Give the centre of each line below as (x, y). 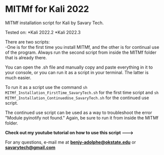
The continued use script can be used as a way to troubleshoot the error (79, 113)
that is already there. (26, 57)
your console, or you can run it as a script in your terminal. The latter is (77, 72)
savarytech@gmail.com (30, 147)
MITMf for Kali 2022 (47, 9)
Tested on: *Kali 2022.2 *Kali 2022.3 (43, 32)
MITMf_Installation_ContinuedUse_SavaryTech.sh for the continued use (77, 98)
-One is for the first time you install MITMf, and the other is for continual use (82, 47)
